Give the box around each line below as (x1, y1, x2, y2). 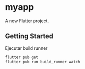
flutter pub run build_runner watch (5, 59, 80, 64)
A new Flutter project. (5, 18, 49, 24)
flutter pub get (5, 55, 38, 60)
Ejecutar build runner (5, 45, 48, 51)
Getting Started (5, 32, 54, 40)
